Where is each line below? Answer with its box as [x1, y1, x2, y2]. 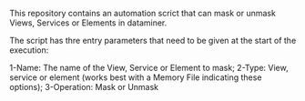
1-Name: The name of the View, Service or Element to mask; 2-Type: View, [9, 63, 289, 73]
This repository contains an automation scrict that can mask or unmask [9, 8, 276, 18]
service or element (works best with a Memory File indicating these [9, 72, 262, 83]
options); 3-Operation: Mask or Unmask [9, 82, 159, 92]
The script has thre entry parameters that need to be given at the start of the [9, 35, 297, 45]
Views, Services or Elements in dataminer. [9, 17, 168, 28]
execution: [9, 45, 49, 56]
